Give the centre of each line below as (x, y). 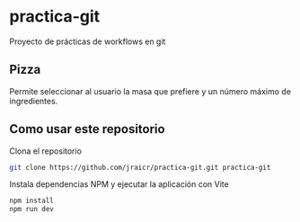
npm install (31, 201)
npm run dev (31, 209)
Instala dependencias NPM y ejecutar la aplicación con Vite (119, 184)
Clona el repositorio (46, 151)
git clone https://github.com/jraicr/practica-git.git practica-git (140, 167)
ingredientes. (34, 101)
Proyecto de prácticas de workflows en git (88, 41)
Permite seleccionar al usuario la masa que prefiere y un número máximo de (150, 91)
